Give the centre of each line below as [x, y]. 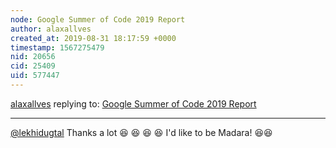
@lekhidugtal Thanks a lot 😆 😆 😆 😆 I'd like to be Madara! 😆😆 [141, 132]
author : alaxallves [51, 29]
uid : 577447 [35, 76]
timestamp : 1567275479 [57, 47]
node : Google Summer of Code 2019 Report [98, 19]
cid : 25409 [33, 66]
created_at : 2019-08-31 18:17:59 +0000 [93, 38]
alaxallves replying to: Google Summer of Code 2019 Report [133, 103]
